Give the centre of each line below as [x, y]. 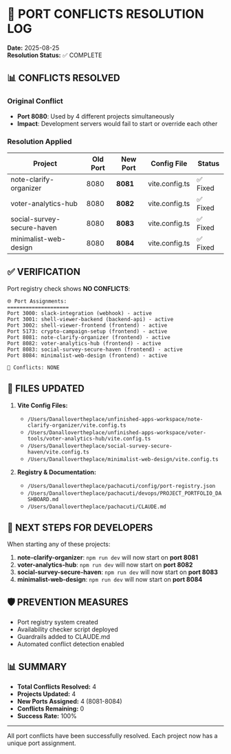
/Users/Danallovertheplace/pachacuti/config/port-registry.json [121, 486]
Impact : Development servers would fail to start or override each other [117, 123]
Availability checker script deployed [67, 629]
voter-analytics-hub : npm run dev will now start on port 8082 [105, 565]
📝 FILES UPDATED [46, 389]
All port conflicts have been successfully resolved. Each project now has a [112, 735]
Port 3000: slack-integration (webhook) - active [80, 313]
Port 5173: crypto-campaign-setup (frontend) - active [87, 331]
